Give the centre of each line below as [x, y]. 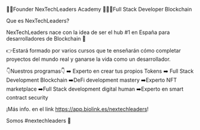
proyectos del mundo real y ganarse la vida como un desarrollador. [89, 59]
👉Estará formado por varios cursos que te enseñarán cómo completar [93, 50]
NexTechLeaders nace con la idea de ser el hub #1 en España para [88, 32]
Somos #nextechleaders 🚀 [39, 120]
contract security [27, 97]
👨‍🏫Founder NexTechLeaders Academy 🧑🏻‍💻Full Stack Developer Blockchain [99, 9]
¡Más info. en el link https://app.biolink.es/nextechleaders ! [78, 109]
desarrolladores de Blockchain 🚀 [46, 38]
